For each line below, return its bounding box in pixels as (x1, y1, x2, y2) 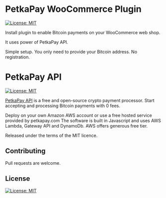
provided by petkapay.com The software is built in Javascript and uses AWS (5, 118, 162, 124)
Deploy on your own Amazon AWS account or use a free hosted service (5, 112, 153, 118)
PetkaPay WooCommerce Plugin (5, 3, 142, 15)
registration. (5, 54, 30, 60)
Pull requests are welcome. (5, 160, 61, 166)
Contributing (5, 147, 46, 155)
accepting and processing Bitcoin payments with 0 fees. (5, 103, 120, 109)
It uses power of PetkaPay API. (5, 39, 69, 45)
